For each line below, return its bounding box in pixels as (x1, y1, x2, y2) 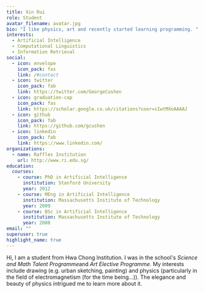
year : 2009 (22, 203, 51, 209)
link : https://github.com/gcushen (17, 123, 105, 129)
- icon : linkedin (12, 129, 56, 135)
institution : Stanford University (22, 180, 111, 186)
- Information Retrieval (12, 49, 75, 55)
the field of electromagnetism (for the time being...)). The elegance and (6, 273, 186, 281)
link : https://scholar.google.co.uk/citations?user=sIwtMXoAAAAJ (17, 105, 188, 112)
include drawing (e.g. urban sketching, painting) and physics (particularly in (6, 267, 197, 274)
